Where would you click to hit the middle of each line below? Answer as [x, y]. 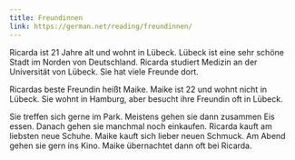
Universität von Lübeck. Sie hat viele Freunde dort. [104, 71]
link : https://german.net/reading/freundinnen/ [101, 26]
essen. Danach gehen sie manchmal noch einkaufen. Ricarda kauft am [141, 126]
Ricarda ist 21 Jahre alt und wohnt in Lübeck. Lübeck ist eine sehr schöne [147, 52]
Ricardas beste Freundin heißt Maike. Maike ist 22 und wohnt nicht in [138, 89]
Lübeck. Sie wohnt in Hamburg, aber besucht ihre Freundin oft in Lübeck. [146, 99]
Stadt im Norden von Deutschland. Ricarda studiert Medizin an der [133, 62]
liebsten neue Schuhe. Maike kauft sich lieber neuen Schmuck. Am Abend [147, 135]
